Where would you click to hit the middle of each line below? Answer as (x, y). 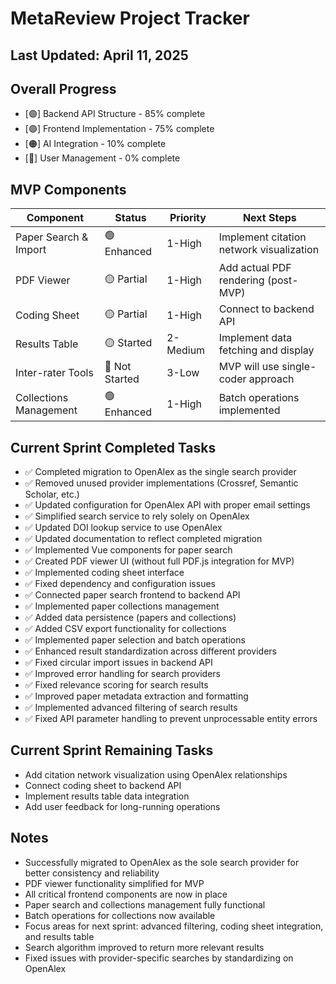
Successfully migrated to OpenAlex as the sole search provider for (162, 862)
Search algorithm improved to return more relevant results (144, 947)
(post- (282, 280)
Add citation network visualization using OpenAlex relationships (156, 774)
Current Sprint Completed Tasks (113, 447)
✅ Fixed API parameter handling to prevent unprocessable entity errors (171, 719)
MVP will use (249, 367)
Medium (186, 350)
